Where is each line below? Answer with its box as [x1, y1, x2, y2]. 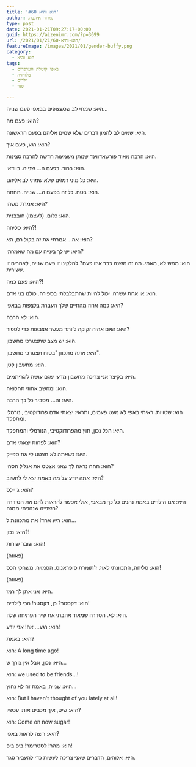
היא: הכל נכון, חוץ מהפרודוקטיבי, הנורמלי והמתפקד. [6, 427, 125, 434]
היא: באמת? [6, 635, 35, 642]
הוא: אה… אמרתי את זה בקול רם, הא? [6, 236, 93, 243]
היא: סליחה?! [6, 224, 37, 231]
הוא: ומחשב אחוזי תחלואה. [6, 385, 68, 392]
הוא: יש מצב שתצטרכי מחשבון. [6, 338, 78, 344]
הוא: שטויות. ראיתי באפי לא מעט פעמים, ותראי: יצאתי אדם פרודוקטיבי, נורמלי [6, 409, 183, 415]
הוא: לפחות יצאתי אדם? [6, 439, 61, 446]
